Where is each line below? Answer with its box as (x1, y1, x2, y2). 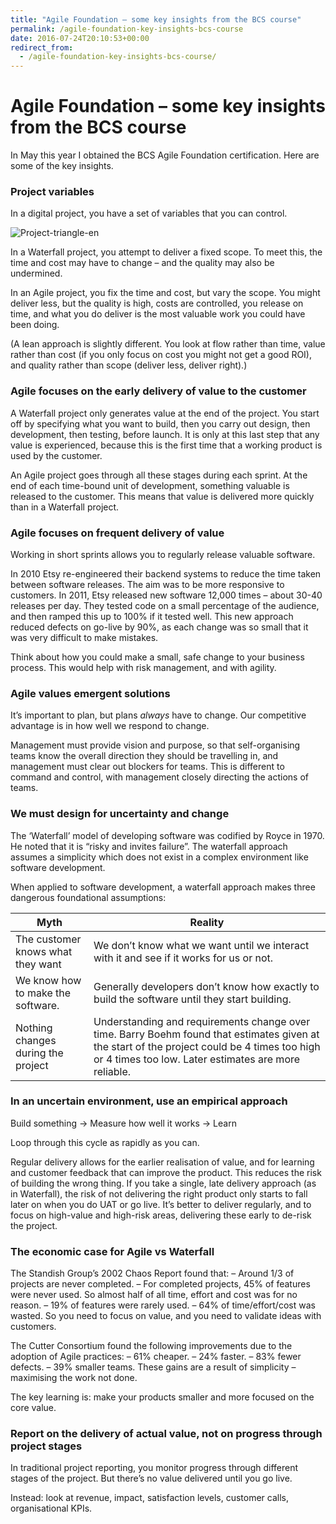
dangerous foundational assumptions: (10, 891, 167, 903)
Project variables (10, 184, 95, 198)
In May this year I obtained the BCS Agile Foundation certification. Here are (10, 149, 320, 161)
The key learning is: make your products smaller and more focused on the (10, 1391, 315, 1403)
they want (15, 957, 62, 971)
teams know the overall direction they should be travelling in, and (10, 750, 279, 762)
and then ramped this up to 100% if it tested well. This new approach (10, 610, 294, 622)
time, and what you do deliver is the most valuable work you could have (10, 308, 306, 320)
